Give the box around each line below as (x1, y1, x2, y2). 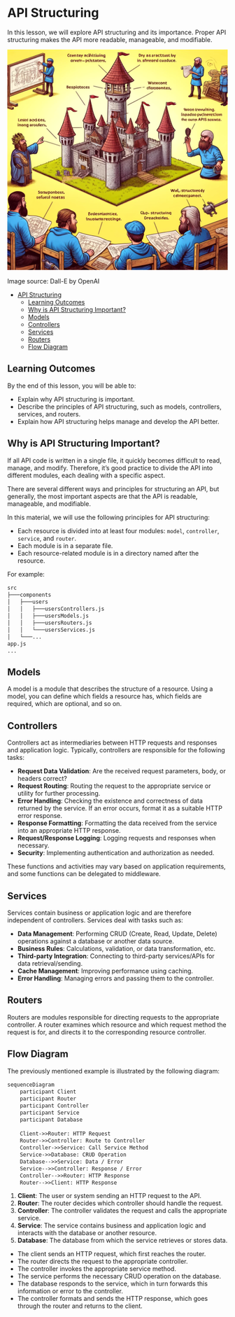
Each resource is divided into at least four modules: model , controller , (17, 526, 220, 535)
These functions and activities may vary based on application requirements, (7, 862, 226, 871)
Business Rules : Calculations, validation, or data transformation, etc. (17, 945, 215, 952)
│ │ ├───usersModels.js (7, 612, 90, 619)
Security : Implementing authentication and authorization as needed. (17, 849, 215, 857)
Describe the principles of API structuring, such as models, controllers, (17, 402, 222, 411)
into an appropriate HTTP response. (17, 826, 121, 835)
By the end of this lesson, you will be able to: (7, 381, 136, 390)
